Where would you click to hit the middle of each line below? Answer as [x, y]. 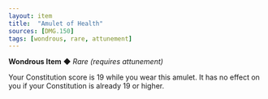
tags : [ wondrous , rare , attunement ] [70, 39]
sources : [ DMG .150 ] [41, 31]
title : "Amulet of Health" [56, 24]
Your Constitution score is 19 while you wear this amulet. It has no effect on [134, 77]
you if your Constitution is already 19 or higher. [86, 86]
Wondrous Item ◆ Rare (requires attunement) [86, 62]
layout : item [30, 16]
